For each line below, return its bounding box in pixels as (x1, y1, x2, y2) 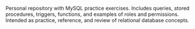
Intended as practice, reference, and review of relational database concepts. (5, 17, 190, 23)
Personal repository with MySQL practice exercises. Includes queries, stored (5, 5, 190, 11)
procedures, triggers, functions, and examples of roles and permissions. (5, 11, 179, 18)
